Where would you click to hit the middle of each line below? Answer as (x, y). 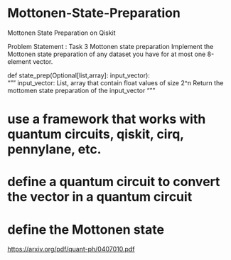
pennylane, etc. (54, 150)
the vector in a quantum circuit (100, 197)
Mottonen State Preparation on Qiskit (61, 33)
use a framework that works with (107, 119)
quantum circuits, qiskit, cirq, (96, 135)
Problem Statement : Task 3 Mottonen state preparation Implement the (111, 46)
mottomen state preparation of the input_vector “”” (81, 90)
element (19, 61)
